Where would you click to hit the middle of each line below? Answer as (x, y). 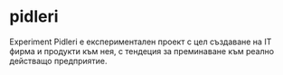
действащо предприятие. (58, 61)
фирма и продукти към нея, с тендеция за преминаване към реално (141, 51)
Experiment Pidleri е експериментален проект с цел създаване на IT (141, 42)
